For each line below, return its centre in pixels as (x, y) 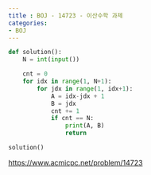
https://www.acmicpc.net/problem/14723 (75, 162)
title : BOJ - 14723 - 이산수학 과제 (66, 16)
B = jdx (64, 103)
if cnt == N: (72, 119)
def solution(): (35, 52)
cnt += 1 (65, 111)
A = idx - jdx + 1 (77, 96)
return (76, 133)
